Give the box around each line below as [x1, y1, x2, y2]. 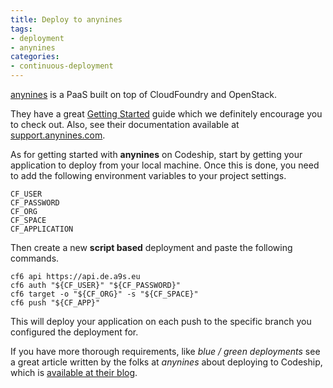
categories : [10, 52, 60, 62]
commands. [10, 252, 60, 264]
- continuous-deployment [10, 61, 114, 71]
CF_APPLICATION [10, 224, 74, 234]
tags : [10, 24, 33, 34]
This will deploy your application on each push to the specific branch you [10, 316, 312, 327]
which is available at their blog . [10, 367, 138, 378]
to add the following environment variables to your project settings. [10, 170, 287, 181]
